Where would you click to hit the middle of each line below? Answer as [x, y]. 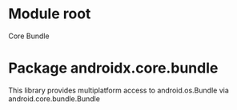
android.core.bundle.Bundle [54, 98]
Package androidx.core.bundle [113, 68]
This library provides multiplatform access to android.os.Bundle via [119, 90]
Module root [50, 14]
